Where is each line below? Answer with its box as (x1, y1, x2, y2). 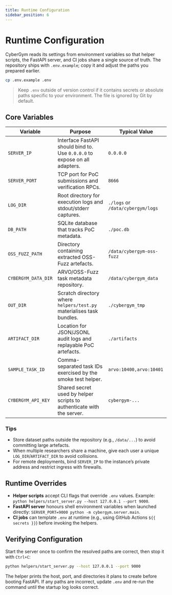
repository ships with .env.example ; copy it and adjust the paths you (5, 62, 148, 68)
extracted (57, 254, 81, 261)
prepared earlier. (5, 68, 41, 74)
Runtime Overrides (5, 479, 67, 488)
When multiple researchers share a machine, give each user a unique (12, 448, 159, 454)
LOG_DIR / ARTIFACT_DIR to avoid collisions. (12, 453, 99, 459)
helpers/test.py (57, 303, 97, 308)
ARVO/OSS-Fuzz (57, 268, 99, 275)
